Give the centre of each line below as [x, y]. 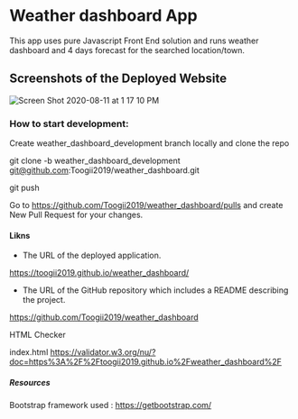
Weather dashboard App [103, 16]
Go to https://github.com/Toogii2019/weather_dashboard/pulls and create [146, 205]
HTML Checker [37, 335]
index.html [29, 352]
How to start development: [69, 123]
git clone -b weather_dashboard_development [95, 161]
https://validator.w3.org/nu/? [103, 352]
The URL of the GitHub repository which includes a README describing [155, 290]
